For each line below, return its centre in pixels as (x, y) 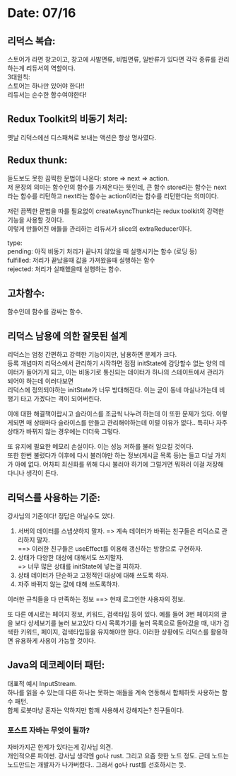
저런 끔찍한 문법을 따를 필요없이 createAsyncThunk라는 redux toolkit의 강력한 (116, 211)
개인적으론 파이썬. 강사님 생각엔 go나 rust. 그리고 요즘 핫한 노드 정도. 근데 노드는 (118, 756)
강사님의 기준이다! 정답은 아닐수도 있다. (61, 516)
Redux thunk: (37, 160)
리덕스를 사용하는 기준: (54, 497)
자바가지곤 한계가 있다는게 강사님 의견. (60, 747)
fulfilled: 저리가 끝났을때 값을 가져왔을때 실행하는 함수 (81, 260)
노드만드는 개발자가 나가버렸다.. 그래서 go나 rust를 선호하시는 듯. (97, 765)
